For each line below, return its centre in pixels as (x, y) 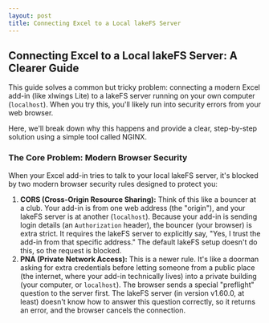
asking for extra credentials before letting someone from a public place (137, 267)
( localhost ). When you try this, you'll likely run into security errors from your (135, 104)
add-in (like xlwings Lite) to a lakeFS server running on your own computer (132, 96)
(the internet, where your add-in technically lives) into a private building (138, 276)
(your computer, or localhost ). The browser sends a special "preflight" (137, 285)
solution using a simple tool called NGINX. (77, 137)
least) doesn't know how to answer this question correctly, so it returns (137, 301)
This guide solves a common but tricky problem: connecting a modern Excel (134, 87)
